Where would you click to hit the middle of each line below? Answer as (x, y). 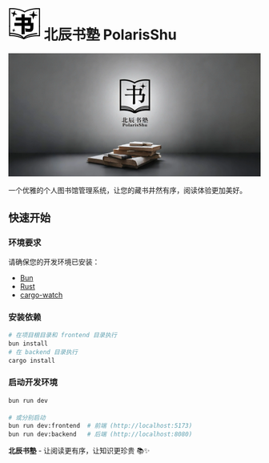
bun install (28, 344)
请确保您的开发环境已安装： (54, 262)
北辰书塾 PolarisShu (110, 35)
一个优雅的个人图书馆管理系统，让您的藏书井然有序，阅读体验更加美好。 (127, 191)
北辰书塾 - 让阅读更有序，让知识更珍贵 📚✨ (79, 451)
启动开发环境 (33, 382)
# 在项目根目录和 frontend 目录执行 (63, 336)
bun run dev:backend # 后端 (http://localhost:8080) (100, 435)
